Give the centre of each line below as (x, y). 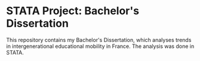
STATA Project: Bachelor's (73, 11)
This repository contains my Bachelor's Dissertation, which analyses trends (99, 40)
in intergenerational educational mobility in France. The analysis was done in (100, 46)
